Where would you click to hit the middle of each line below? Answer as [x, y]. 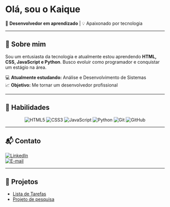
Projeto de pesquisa [33, 199]
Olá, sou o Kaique [43, 9]
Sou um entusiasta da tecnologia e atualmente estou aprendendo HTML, [81, 56]
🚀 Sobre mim [26, 44]
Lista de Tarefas [29, 194]
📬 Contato [23, 141]
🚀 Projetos [22, 181]
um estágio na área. [26, 67]
